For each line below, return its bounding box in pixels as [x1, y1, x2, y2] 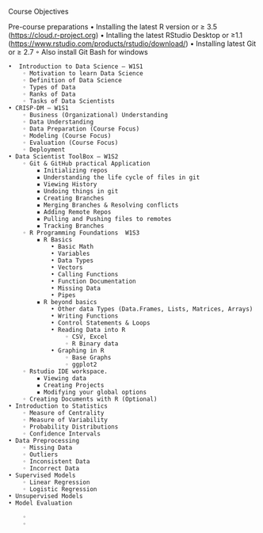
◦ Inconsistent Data [22, 458, 90, 466]
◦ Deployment [22, 146, 66, 154]
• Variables [50, 249, 90, 257]
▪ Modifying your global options [36, 388, 147, 396]
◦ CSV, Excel [64, 333, 109, 341]
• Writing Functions [50, 312, 119, 320]
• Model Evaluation [8, 499, 73, 507]
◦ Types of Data [22, 83, 77, 91]
